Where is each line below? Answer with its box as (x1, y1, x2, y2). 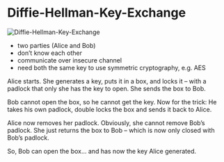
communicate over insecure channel (17, 56, 122, 64)
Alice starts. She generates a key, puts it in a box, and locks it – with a (7, 76, 207, 85)
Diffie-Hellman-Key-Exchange (7, 5, 186, 21)
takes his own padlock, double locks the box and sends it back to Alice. (7, 105, 212, 113)
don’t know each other (17, 49, 82, 57)
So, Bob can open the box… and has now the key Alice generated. (7, 147, 197, 155)
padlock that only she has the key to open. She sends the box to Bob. (7, 84, 207, 92)
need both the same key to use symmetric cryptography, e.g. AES (17, 63, 207, 72)
